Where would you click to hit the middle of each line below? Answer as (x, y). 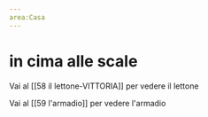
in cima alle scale (73, 61)
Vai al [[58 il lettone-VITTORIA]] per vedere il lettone (104, 86)
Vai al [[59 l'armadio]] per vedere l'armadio (88, 103)
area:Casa (27, 17)
